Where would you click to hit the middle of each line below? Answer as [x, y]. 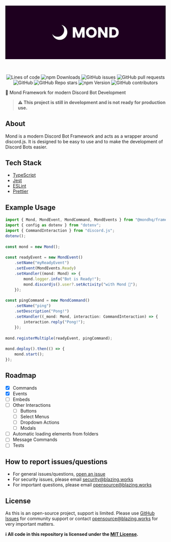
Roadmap [21, 376]
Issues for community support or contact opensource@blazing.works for [82, 519]
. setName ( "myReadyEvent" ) [42, 263]
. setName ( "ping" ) [33, 306]
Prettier [20, 191]
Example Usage [31, 207]
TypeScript [24, 175]
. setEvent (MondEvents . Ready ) [45, 268]
